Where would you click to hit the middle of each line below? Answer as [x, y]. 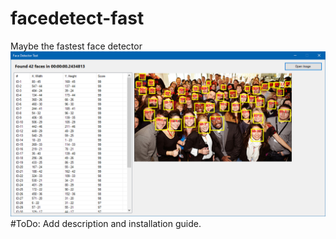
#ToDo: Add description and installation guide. [106, 223]
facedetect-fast [77, 18]
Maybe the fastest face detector [76, 46]
